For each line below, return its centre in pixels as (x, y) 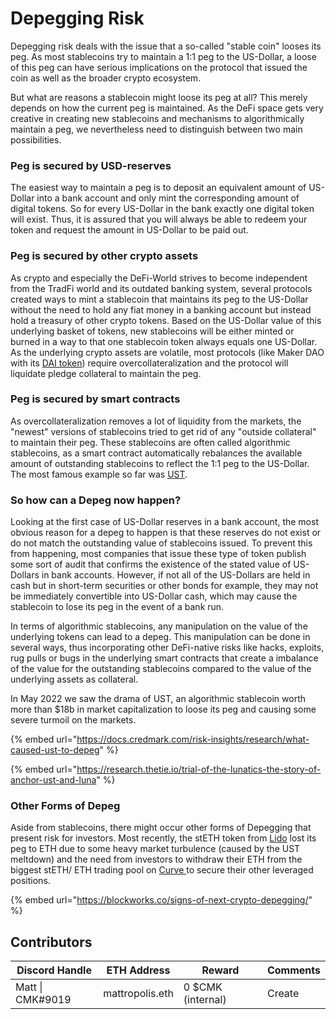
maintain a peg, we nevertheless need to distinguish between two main (156, 129)
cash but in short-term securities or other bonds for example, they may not (164, 586)
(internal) (205, 1000)
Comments (293, 970)
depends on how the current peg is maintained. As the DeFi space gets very (167, 108)
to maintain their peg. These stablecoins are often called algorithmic (150, 442)
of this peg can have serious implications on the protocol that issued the (159, 67)
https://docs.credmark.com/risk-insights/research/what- (193, 739)
